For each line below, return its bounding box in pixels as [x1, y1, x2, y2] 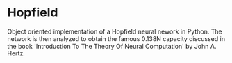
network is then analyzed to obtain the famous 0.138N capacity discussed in [7, 34, 226, 42]
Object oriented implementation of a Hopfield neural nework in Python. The [7, 27, 222, 36]
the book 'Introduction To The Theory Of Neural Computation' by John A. [7, 42, 217, 50]
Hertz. [7, 49, 26, 58]
